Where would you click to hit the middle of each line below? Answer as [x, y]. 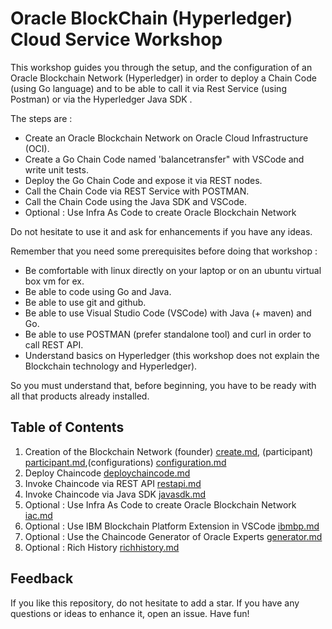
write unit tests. [56, 169]
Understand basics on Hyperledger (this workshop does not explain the [172, 355]
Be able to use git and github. [85, 302]
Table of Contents [67, 427]
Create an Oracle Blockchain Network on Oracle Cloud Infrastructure [166, 138]
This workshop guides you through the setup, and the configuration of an [161, 67]
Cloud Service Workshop [116, 39]
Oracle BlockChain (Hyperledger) [151, 18]
